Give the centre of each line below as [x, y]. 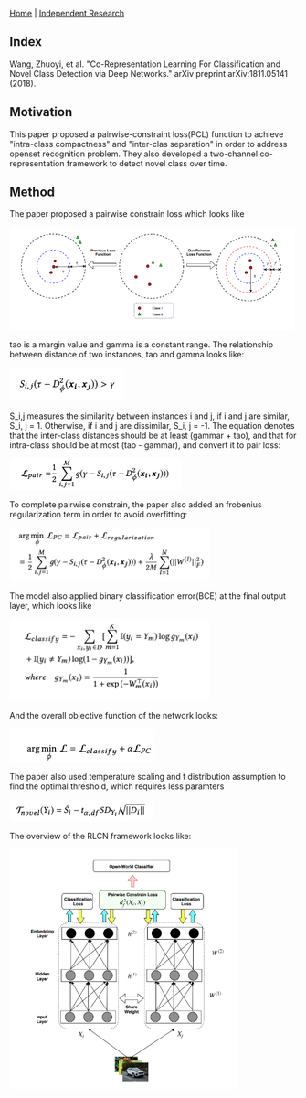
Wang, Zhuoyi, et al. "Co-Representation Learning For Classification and [145, 64]
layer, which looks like [51, 605]
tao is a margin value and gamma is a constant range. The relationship [142, 344]
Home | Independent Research [67, 13]
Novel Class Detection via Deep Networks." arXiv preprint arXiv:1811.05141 [148, 73]
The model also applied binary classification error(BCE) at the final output [148, 596]
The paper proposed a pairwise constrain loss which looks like [127, 214]
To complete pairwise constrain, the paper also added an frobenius [136, 504]
